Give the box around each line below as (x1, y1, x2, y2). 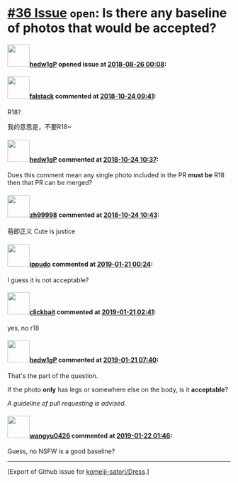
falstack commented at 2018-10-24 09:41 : (29, 92, 157, 101)
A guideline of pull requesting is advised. (7, 399, 127, 407)
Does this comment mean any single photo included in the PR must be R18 (7, 171, 225, 179)
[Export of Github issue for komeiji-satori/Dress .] (7, 467, 150, 476)
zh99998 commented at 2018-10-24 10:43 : (29, 211, 160, 219)
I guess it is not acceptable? (7, 275, 89, 284)
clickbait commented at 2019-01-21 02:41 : (29, 308, 157, 316)
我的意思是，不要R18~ (7, 122, 72, 131)
